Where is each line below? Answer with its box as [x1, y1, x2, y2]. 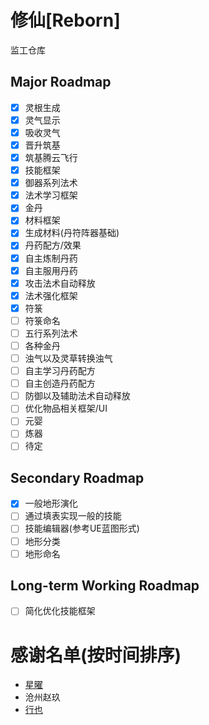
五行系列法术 [24, 327, 78, 339]
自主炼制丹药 [24, 252, 78, 264]
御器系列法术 [24, 177, 78, 189]
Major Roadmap [10, 74, 112, 91]
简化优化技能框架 [24, 605, 96, 617]
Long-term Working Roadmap [10, 577, 200, 595]
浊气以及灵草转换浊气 [24, 352, 113, 364]
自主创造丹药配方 [24, 377, 96, 390]
